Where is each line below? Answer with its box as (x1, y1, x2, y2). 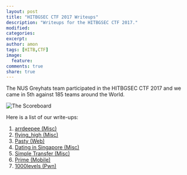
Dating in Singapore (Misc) (14, 144, 79, 151)
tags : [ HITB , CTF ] (6, 47, 49, 53)
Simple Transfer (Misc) (14, 150, 71, 157)
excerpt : (6, 36, 28, 42)
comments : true (6, 63, 44, 69)
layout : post (6, 8, 38, 15)
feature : (11, 58, 33, 63)
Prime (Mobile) (14, 156, 51, 163)
